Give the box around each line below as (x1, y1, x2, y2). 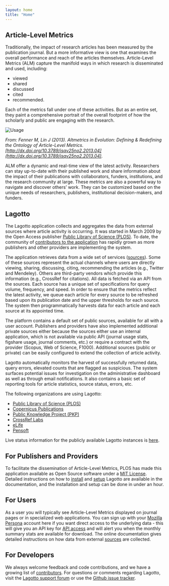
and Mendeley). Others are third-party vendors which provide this (5, 271, 142, 277)
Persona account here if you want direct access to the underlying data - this (5, 520, 164, 526)
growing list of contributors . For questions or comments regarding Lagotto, (5, 569, 161, 575)
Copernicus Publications (12, 406, 64, 412)
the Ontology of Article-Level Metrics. (5, 142, 84, 148)
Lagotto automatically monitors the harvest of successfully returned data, (5, 359, 158, 366)
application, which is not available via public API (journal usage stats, (5, 334, 149, 340)
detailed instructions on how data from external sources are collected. (5, 536, 151, 542)
